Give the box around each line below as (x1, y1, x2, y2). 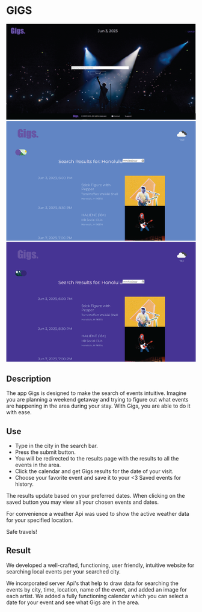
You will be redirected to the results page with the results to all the (14, 455, 179, 462)
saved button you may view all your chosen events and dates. (6, 498, 159, 506)
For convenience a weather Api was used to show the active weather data (6, 510, 189, 518)
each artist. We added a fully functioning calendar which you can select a (6, 592, 188, 599)
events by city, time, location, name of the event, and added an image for (6, 586, 188, 593)
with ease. (6, 409, 32, 416)
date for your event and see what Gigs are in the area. (6, 599, 140, 606)
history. (14, 480, 34, 488)
